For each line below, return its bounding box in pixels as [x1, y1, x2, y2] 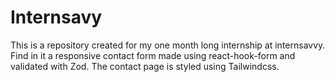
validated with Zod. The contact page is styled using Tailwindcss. [10, 60, 280, 72]
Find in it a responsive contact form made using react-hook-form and [10, 49, 296, 61]
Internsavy [10, 6, 103, 29]
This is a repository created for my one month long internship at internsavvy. [10, 39, 326, 51]
